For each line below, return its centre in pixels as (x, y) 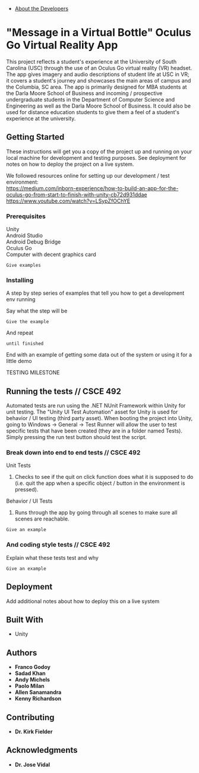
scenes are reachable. (42, 519)
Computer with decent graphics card (51, 254)
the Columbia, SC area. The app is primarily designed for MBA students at (97, 87)
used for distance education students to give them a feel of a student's (93, 112)
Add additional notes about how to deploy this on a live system (83, 601)
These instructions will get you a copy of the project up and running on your (99, 152)
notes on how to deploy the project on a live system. (70, 164)
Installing (20, 280)
